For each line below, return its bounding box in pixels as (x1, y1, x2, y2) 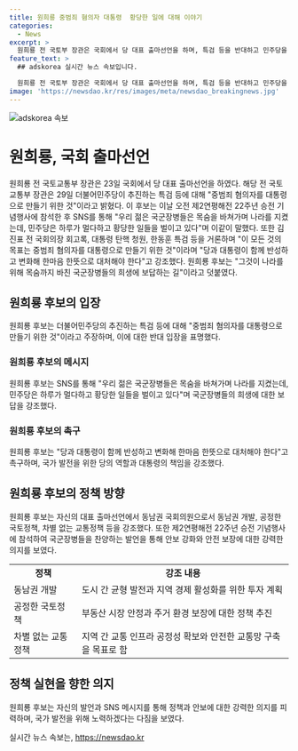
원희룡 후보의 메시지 (9, 356, 90, 369)
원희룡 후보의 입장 (9, 295, 101, 310)
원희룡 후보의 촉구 (9, 424, 82, 436)
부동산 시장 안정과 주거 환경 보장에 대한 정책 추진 (81, 606, 273, 619)
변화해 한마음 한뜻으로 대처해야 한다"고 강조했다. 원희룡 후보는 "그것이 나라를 (18, 255, 284, 267)
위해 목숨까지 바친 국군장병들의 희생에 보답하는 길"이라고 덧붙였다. (9, 267, 238, 277)
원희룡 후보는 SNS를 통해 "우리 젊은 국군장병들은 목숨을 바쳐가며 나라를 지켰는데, (9, 378, 289, 388)
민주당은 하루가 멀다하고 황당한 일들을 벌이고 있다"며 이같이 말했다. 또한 (27, 222, 276, 233)
